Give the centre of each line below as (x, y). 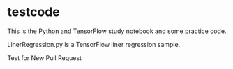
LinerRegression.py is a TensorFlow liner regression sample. (94, 44)
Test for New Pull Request (45, 58)
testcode (34, 12)
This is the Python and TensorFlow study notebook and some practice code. (117, 31)
